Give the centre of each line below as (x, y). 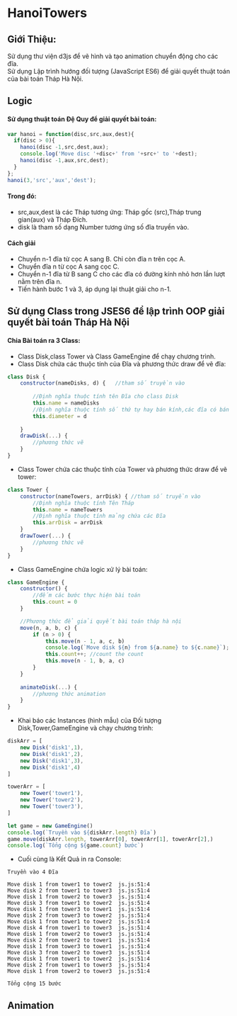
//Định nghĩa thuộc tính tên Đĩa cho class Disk (106, 397)
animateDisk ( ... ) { (49, 687)
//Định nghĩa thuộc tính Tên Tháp (83, 503)
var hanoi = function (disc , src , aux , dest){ (71, 134)
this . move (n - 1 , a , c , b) (85, 641)
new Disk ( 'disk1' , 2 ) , (52, 754)
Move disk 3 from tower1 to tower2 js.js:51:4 (79, 903)
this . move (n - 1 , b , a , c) (85, 661)
